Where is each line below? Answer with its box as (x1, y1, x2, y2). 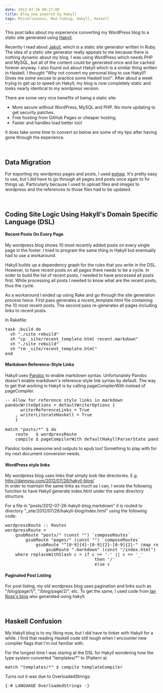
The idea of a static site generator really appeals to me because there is (5, 49, 149, 55)
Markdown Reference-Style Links (5, 361, 74, 368)
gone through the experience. (5, 134, 65, 140)
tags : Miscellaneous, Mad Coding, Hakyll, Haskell (5, 16, 110, 21)
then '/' (94, 557, 115, 562)
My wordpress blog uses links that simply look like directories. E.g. (5, 473, 138, 479)
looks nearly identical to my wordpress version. (5, 86, 99, 92)
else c (94, 562, 110, 567)
